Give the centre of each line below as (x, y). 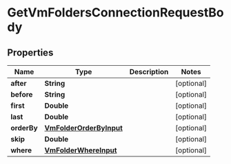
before (22, 94)
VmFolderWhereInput (81, 150)
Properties (30, 52)
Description (149, 72)
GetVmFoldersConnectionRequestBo (115, 13)
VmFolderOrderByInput (83, 128)
